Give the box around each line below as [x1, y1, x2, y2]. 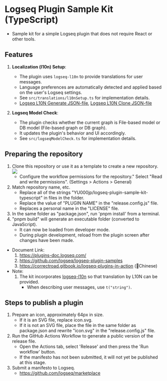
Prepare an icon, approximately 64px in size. [11, 311, 104, 318]
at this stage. [19, 359, 46, 365]
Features [4, 50, 33, 59]
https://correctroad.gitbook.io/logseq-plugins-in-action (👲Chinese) [19, 262, 158, 268]
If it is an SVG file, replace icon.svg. [19, 317, 93, 323]
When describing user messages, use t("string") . [26, 284, 132, 290]
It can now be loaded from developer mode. [19, 226, 110, 232]
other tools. [11, 36, 36, 42]
